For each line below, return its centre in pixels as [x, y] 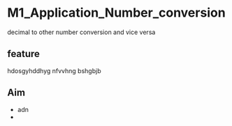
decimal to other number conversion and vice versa [81, 32]
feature [24, 54]
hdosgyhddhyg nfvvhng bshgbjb [54, 70]
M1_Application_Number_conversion [116, 13]
